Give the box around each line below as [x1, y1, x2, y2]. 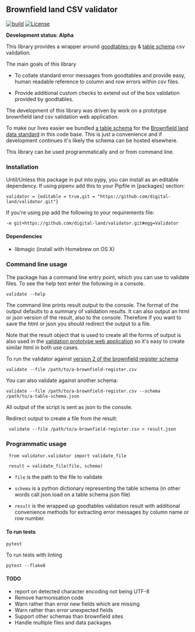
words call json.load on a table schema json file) [14, 491, 131, 498]
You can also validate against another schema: [6, 377, 119, 384]
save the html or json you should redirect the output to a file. [6, 320, 151, 327]
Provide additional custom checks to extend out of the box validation [14, 89, 180, 96]
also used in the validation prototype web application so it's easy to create [6, 338, 185, 345]
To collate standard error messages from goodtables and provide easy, [14, 71, 186, 78]
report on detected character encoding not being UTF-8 [14, 588, 150, 595]
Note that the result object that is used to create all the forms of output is [6, 331, 182, 338]
